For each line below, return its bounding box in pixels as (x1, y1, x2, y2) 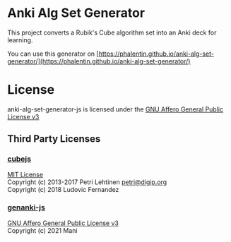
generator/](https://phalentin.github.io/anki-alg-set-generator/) (7, 56, 191, 65)
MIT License (7, 170, 44, 179)
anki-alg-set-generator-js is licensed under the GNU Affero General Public (7, 104, 224, 114)
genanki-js (7, 202, 46, 212)
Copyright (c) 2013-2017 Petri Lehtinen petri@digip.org (7, 178, 167, 186)
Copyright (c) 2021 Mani (7, 226, 78, 234)
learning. (7, 35, 33, 44)
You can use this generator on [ (7, 49, 99, 58)
